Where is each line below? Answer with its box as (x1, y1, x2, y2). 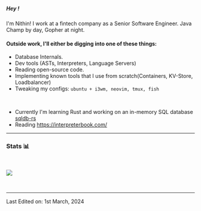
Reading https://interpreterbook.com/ (14, 121, 108, 128)
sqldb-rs (14, 114, 36, 122)
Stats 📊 (6, 142, 30, 150)
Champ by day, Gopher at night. (6, 26, 85, 33)
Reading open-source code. (14, 66, 84, 73)
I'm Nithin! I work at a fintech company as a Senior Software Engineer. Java (6, 20, 192, 27)
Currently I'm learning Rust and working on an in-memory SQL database (14, 108, 193, 116)
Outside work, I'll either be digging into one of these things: (6, 40, 157, 47)
